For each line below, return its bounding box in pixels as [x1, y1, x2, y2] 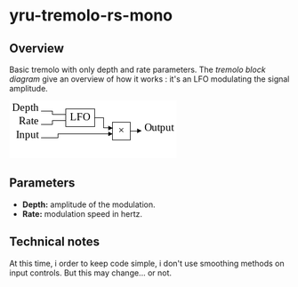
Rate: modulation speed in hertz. [21, 208, 143, 219]
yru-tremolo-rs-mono [9, 5, 173, 26]
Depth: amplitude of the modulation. [21, 199, 156, 210]
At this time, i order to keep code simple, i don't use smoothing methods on [9, 258, 285, 268]
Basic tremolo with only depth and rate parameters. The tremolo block [9, 64, 266, 75]
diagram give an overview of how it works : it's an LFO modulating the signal [9, 74, 290, 84]
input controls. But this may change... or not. [9, 267, 172, 278]
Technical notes [9, 235, 101, 250]
